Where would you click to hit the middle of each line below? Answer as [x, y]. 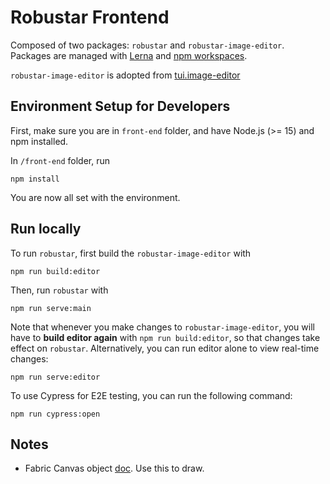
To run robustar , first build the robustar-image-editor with [131, 253]
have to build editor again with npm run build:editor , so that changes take [165, 337]
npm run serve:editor [55, 377]
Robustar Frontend [90, 17]
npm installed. [39, 141]
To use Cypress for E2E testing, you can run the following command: [151, 395]
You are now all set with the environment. [95, 197]
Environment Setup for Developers [120, 106]
